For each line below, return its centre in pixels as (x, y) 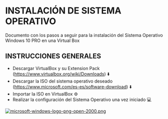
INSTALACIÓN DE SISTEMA (63, 11)
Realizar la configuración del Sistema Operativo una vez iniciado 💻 (82, 99)
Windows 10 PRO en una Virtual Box (43, 40)
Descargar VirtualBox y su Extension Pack (56, 68)
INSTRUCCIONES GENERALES (53, 56)
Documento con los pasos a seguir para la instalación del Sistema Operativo (84, 35)
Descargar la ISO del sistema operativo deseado (63, 81)
